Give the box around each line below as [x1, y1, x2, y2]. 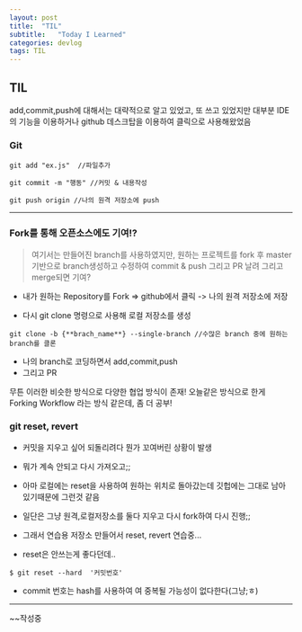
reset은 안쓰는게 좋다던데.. [22, 548, 116, 559]
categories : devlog [9, 38, 83, 48]
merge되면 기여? [31, 271, 92, 282]
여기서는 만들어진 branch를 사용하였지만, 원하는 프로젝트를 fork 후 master [31, 249, 292, 260]
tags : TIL [9, 47, 47, 56]
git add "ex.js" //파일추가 [9, 161, 111, 171]
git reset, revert [9, 420, 79, 432]
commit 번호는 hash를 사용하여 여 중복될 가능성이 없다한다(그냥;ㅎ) [22, 585, 259, 596]
